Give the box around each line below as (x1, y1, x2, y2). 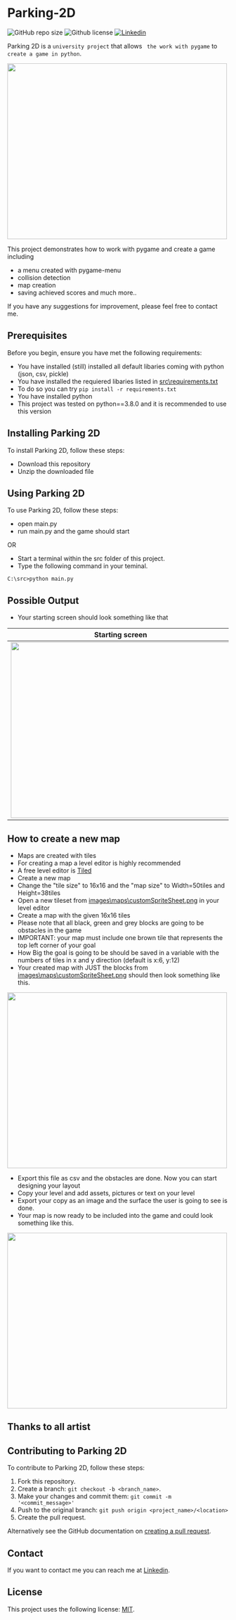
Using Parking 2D (7, 487, 86, 499)
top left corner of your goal (17, 941, 96, 949)
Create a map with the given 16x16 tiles (17, 911, 131, 919)
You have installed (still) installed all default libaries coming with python (17, 362, 225, 371)
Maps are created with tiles (17, 851, 97, 859)
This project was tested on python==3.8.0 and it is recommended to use (17, 399, 227, 408)
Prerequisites (7, 330, 67, 342)
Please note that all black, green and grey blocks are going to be (17, 919, 204, 927)
